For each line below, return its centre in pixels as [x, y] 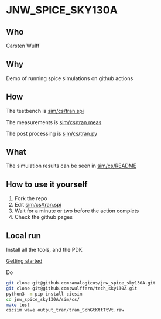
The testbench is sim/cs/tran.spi [45, 111]
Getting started [24, 261]
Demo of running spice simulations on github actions [70, 78]
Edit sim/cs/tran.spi [38, 205]
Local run [23, 236]
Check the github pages [44, 217]
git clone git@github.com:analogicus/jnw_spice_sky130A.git [81, 283]
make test [18, 305]
